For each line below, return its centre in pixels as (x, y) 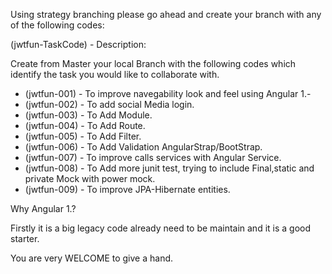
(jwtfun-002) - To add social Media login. (109, 104)
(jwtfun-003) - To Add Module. (88, 115)
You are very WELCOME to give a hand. (92, 258)
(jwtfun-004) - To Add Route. (85, 125)
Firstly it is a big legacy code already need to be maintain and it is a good (161, 228)
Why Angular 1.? (43, 208)
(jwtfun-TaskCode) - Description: (78, 44)
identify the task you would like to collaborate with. (115, 74)
